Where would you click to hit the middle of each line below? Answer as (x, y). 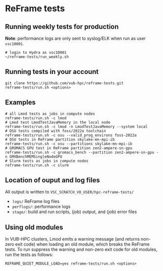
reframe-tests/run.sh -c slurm (37, 165)
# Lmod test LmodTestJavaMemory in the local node (58, 122)
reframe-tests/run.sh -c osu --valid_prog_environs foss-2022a (71, 135)
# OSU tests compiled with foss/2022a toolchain (56, 131)
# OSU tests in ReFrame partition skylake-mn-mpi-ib (60, 139)
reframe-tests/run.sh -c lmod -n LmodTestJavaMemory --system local (76, 126)
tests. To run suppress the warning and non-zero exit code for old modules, (81, 249)
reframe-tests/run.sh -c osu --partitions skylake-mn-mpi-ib (69, 144)
